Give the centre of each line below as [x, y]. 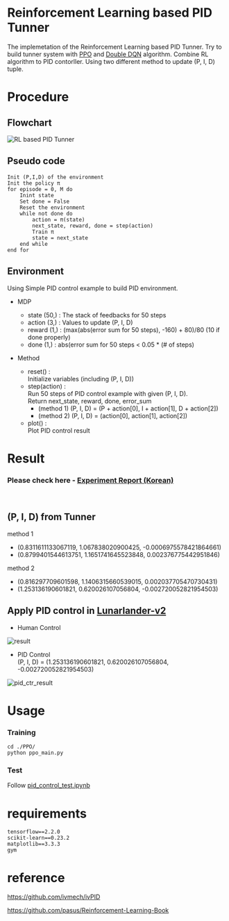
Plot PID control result [59, 430]
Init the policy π [34, 183]
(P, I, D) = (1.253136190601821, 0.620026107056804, [93, 662]
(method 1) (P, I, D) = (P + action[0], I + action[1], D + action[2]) [128, 408]
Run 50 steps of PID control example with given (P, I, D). [108, 393]
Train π [43, 232]
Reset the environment [52, 207]
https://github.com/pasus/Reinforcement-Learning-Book [88, 911]
